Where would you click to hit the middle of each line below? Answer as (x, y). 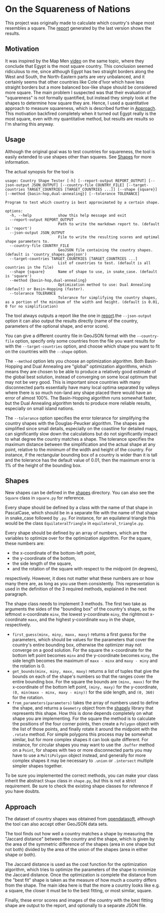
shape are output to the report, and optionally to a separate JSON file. (76, 906)
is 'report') (18, 228)
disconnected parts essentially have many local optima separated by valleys (82, 387)
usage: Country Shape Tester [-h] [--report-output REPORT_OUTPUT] (76, 181)
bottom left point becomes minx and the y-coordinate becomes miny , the (85, 656)
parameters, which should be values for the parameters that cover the (83, 640)
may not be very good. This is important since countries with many (73, 382)
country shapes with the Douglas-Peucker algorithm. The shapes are (75, 423)
